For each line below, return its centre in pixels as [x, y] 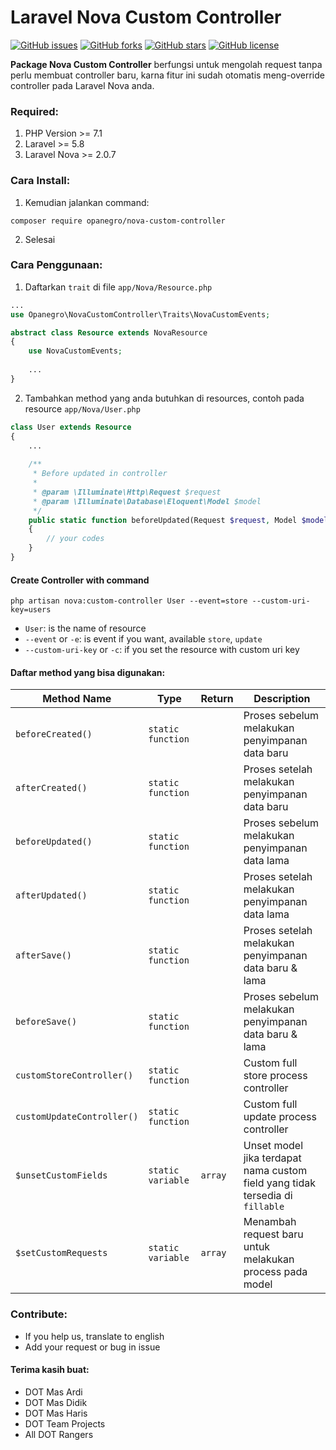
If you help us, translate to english [94, 1336]
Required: [35, 111]
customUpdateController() [77, 1117]
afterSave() [44, 955]
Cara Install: [40, 181]
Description [282, 699]
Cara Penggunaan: [56, 265]
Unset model [273, 1146]
